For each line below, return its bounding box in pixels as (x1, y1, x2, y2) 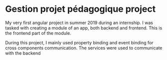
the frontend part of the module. (5, 30, 71, 36)
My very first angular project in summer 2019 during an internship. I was (5, 20, 154, 26)
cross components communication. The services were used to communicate (5, 45, 163, 51)
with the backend (5, 50, 41, 56)
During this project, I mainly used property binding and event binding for (5, 39, 154, 45)
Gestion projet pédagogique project (5, 3, 156, 15)
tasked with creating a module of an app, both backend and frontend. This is (5, 25, 163, 30)
